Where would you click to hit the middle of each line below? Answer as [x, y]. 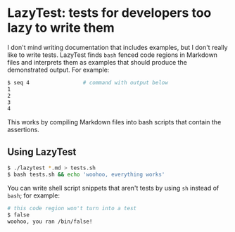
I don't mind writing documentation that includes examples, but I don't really [118, 47]
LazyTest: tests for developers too [109, 13]
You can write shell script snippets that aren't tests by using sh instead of [113, 188]
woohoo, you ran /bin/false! [50, 221]
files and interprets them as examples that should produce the [97, 62]
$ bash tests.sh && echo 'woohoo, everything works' [86, 174]
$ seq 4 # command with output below [88, 82]
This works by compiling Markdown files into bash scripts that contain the [114, 122]
